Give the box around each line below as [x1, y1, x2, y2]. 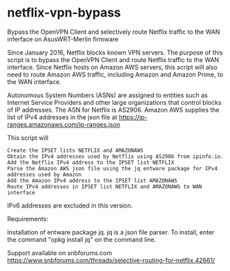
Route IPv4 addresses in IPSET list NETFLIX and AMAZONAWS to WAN [7, 183, 202, 190]
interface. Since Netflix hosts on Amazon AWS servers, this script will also [7, 63, 218, 71]
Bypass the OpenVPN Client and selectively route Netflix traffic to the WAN [7, 28, 220, 36]
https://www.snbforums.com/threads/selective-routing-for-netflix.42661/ [7, 256, 215, 264]
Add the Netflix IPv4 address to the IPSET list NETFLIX [7, 159, 175, 166]
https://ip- [118, 112, 148, 121]
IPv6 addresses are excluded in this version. [7, 201, 133, 210]
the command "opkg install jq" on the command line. [7, 235, 157, 243]
